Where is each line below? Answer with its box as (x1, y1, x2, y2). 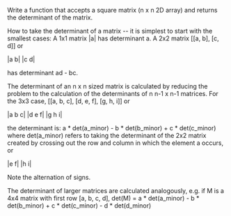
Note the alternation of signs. (7, 173, 91, 181)
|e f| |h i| (7, 160, 32, 168)
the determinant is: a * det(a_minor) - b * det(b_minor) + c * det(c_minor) (7, 124, 216, 132)
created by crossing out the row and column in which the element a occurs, (7, 139, 224, 147)
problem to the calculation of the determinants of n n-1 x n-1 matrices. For (7, 90, 219, 98)
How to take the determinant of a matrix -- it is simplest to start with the (7, 27, 213, 35)
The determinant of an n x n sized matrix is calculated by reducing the (7, 82, 208, 90)
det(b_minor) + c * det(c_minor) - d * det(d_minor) (7, 201, 152, 210)
